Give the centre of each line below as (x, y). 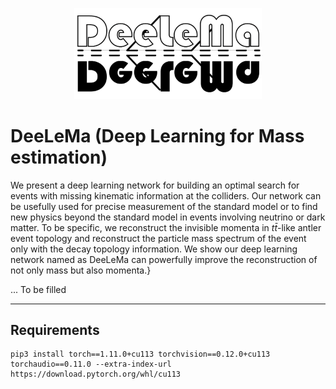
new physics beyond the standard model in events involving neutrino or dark (168, 217)
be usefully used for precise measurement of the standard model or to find (164, 206)
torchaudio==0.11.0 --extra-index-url (91, 364)
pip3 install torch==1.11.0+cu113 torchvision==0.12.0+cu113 (140, 354)
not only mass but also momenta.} (81, 270)
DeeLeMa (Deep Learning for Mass (157, 135)
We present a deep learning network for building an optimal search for (155, 185)
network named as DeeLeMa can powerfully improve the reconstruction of (164, 259)
